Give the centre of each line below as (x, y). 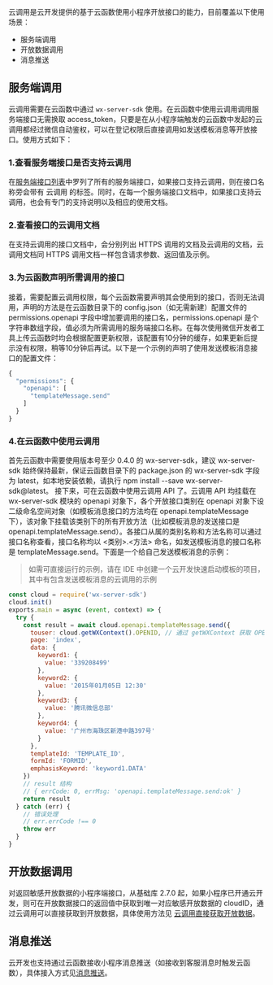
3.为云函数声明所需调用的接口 (67, 277)
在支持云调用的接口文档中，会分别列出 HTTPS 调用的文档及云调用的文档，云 (136, 244)
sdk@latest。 (30, 491)
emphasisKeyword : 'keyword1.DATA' (89, 769)
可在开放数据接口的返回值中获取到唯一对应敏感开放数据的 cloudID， (143, 903)
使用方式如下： (48, 139)
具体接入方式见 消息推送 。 (69, 972)
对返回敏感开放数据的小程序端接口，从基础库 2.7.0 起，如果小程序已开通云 (132, 892)
